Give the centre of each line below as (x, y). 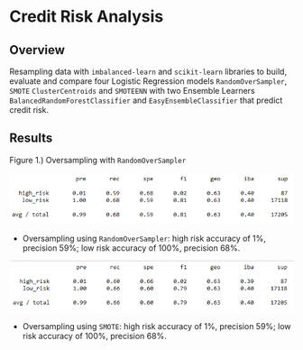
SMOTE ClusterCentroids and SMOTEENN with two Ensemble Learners (132, 91)
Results (31, 138)
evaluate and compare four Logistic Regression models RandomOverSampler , (148, 81)
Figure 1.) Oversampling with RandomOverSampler (98, 160)
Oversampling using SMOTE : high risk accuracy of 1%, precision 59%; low (156, 327)
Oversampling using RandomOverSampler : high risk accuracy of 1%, (144, 238)
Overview (37, 50)
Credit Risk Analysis (87, 17)
